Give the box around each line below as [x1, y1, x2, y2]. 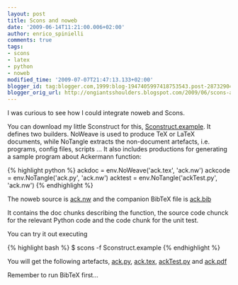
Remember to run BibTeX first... [7, 271, 99, 279]
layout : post [7, 10, 46, 18]
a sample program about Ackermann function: [7, 153, 142, 161]
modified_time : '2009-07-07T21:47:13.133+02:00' [7, 76, 154, 83]
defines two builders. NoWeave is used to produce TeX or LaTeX [7, 130, 195, 139]
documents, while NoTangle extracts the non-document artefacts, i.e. [7, 137, 210, 146]
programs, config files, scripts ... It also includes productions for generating [7, 145, 228, 153]
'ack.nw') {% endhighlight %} [7, 181, 93, 190]
